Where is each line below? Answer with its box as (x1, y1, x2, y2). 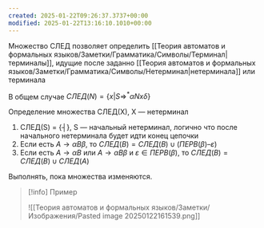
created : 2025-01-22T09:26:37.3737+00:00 (8, 11, 149, 20)
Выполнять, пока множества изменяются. (8, 172, 153, 182)
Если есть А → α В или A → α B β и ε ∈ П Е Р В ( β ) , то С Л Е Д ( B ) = (19, 148, 229, 158)
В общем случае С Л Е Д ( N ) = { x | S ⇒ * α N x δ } (8, 90, 151, 101)
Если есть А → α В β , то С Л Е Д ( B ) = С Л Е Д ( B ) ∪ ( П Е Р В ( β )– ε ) (19, 140, 218, 149)
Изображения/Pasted (27, 211, 102, 221)
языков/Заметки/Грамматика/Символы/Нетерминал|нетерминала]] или (8, 66, 256, 76)
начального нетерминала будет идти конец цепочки (19, 131, 199, 140)
